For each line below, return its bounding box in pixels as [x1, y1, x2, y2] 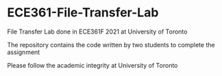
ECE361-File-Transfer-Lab [7, 5, 159, 21]
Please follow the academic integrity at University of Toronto [7, 61, 178, 69]
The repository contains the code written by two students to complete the [7, 40, 215, 49]
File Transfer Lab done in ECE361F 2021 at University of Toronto [7, 27, 188, 36]
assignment [7, 48, 40, 56]
